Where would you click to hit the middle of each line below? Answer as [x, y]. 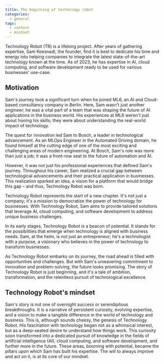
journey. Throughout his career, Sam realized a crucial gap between [74, 170]
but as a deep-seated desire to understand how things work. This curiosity [81, 330]
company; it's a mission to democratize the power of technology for [74, 201]
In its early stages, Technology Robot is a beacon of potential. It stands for [80, 226]
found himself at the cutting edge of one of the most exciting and [71, 146]
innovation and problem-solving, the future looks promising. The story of [79, 267]
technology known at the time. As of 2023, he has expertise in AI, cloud [77, 62]
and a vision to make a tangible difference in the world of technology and [79, 315]
